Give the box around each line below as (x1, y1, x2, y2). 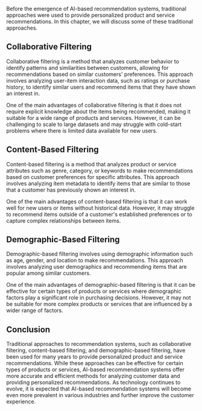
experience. (6, 398, 36, 406)
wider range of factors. (6, 307, 63, 314)
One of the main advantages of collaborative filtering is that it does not (6, 101, 182, 108)
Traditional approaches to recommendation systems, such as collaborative (6, 340, 192, 348)
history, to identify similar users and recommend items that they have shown (6, 83, 196, 90)
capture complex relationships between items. (6, 217, 121, 224)
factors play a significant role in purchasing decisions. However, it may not (6, 294, 191, 301)
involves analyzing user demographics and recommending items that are (6, 263, 187, 271)
